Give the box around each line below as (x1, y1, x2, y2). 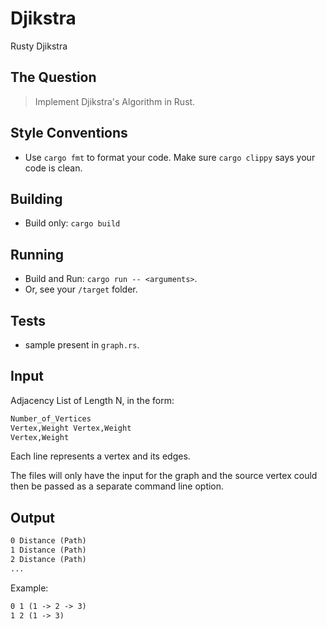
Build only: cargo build (24, 217, 121, 229)
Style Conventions (10, 125, 128, 142)
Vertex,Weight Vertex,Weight (10, 423, 132, 433)
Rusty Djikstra (10, 40, 68, 52)
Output (10, 509, 55, 526)
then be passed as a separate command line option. (10, 480, 225, 492)
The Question (10, 69, 97, 86)
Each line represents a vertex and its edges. (10, 450, 191, 462)
